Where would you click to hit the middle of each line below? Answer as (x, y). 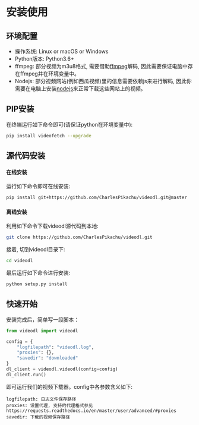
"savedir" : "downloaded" (48, 358)
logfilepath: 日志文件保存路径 (41, 399)
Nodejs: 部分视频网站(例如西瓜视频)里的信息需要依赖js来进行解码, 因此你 (103, 81)
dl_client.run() (26, 374)
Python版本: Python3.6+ (44, 59)
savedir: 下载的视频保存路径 (38, 417)
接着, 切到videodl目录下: (36, 250)
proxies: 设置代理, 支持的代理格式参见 (50, 405)
